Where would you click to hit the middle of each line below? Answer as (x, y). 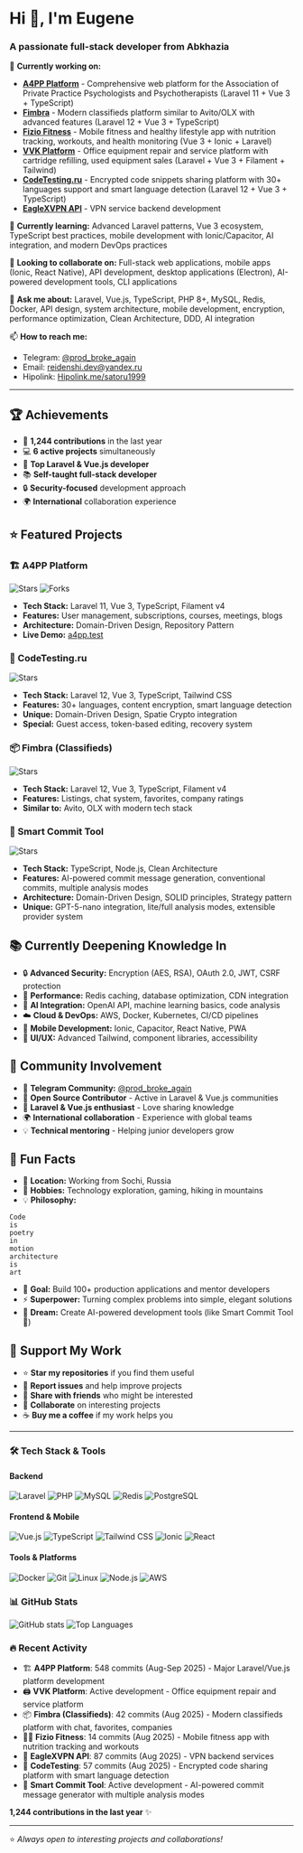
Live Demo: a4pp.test (63, 634)
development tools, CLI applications (110, 282)
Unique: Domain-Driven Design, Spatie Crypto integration (129, 715)
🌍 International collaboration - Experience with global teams (137, 1117)
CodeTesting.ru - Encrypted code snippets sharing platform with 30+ (152, 180)
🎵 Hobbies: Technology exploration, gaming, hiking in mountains (142, 1191)
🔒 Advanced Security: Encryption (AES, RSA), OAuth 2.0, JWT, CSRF (151, 973)
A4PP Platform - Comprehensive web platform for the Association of (151, 84)
